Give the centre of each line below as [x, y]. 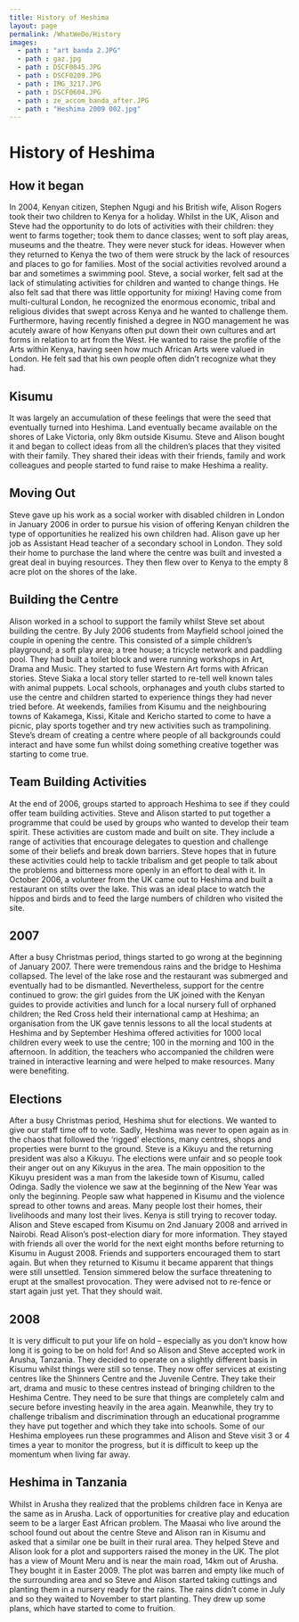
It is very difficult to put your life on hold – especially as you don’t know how [148, 1340]
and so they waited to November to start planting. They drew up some [137, 1599]
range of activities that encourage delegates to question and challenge [139, 841]
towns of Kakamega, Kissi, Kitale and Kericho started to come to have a [140, 716]
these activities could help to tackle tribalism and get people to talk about [143, 860]
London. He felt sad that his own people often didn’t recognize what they [143, 359]
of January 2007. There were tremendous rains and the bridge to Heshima [145, 967]
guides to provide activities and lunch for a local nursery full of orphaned [143, 1005]
